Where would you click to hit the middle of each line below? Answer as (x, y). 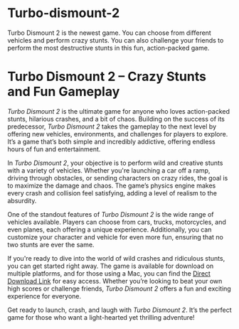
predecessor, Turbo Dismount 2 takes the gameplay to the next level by (112, 126)
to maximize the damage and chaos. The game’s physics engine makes (112, 185)
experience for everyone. (44, 296)
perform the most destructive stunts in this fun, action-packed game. (108, 48)
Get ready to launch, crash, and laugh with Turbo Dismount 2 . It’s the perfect (120, 310)
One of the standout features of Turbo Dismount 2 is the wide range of (111, 214)
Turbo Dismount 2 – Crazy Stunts (107, 77)
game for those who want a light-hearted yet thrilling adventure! (101, 317)
